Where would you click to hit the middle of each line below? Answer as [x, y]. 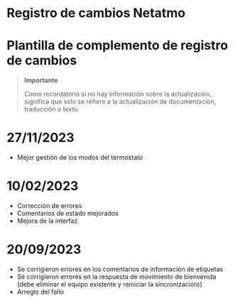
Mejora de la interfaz [47, 221]
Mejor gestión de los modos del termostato [80, 158]
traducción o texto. [51, 109]
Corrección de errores [49, 206]
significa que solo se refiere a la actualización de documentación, [120, 101]
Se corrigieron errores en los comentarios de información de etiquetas [120, 269]
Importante [41, 80]
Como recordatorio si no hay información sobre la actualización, [118, 94]
